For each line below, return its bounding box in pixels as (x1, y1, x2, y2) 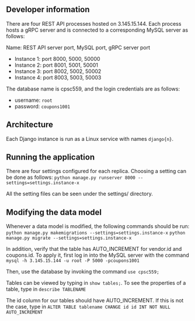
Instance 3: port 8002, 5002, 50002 (14, 67, 102, 75)
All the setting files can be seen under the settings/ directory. (6, 190, 154, 198)
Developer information (6, 5, 90, 15)
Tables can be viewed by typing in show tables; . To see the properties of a (6, 279, 186, 287)
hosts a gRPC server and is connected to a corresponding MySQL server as (6, 26, 189, 33)
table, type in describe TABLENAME (6, 286, 86, 293)
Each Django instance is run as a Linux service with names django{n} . (6, 135, 174, 142)
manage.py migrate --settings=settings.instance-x (6, 235, 132, 241)
